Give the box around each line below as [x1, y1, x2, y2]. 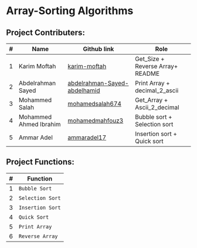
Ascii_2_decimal [134, 103, 180, 111]
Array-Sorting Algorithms [6, 4, 134, 18]
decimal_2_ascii [134, 86, 179, 95]
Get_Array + [134, 96, 168, 104]
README [134, 69, 160, 78]
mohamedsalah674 [67, 100, 122, 108]
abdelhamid [67, 86, 101, 95]
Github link [83, 45, 114, 53]
